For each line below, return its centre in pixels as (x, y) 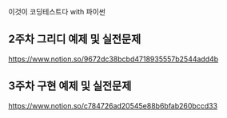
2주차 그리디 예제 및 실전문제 (75, 39)
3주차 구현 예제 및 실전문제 (70, 86)
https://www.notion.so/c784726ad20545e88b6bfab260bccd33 (113, 105)
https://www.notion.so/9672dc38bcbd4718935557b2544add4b (113, 59)
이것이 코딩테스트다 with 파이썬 (57, 12)
